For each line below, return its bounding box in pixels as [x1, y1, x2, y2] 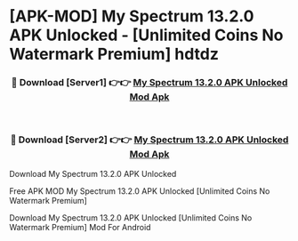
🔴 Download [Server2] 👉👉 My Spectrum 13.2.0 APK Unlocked [10, 133, 289, 146]
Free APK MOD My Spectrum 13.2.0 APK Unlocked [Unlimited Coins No [9, 185, 270, 197]
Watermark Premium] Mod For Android [9, 221, 151, 232]
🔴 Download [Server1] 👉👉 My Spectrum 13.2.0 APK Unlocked [11, 76, 288, 89]
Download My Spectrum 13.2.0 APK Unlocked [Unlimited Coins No [9, 212, 253, 223]
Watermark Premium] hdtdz [9, 44, 220, 64]
